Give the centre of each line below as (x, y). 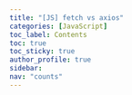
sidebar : (26, 69)
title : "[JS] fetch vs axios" (67, 18)
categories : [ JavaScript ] (58, 26)
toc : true (28, 43)
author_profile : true (51, 60)
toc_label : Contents (49, 34)
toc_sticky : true (42, 52)
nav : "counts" (36, 77)
